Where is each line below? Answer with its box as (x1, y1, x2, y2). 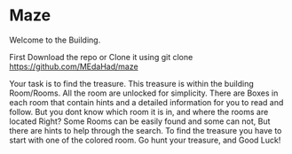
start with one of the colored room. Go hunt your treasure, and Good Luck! (9, 135, 281, 145)
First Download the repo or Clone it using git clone (9, 51, 193, 62)
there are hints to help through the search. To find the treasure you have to (9, 125, 282, 135)
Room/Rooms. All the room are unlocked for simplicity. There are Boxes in (9, 88, 279, 98)
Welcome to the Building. (9, 35, 101, 45)
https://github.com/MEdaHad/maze (9, 61, 139, 72)
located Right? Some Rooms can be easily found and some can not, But (9, 116, 271, 127)
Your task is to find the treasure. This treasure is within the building (9, 78, 255, 89)
